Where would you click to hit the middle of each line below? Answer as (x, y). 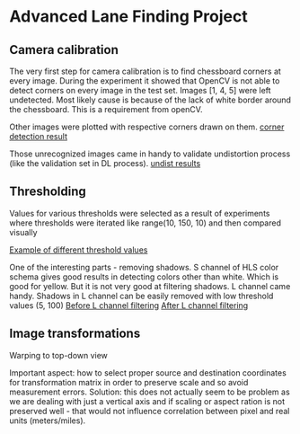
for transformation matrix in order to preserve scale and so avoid (129, 382)
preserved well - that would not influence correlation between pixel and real (150, 411)
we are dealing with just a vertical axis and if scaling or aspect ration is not (147, 401)
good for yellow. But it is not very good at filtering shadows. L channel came (150, 286)
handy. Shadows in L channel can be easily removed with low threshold (141, 296)
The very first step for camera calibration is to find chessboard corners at (145, 71)
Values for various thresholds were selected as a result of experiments (140, 213)
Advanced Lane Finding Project (129, 17)
